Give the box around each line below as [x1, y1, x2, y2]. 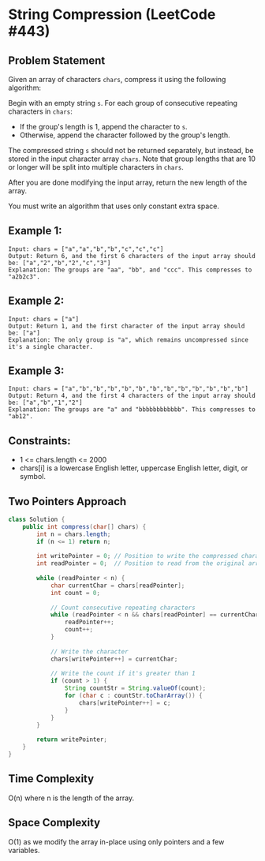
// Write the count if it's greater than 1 [50, 669, 196, 678]
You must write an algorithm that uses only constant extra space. [8, 201, 219, 211]
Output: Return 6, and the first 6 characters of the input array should [8, 252, 256, 260]
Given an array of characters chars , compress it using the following [8, 75, 226, 84]
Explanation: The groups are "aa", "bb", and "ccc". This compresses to [8, 266, 252, 274]
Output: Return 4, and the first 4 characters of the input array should [8, 392, 256, 400]
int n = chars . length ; [36, 530, 111, 538]
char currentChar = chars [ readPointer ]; [50, 582, 185, 590]
